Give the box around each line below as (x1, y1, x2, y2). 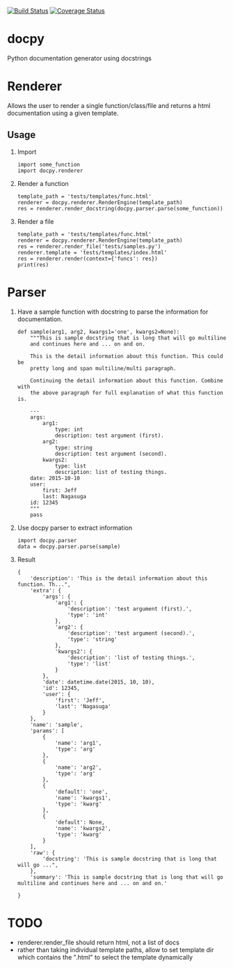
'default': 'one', (54, 788, 109, 795)
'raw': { (30, 849, 56, 856)
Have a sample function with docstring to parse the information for (17, 307, 209, 316)
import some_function (17, 161, 80, 168)
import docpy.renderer (17, 167, 83, 174)
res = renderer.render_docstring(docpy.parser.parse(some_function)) (17, 205, 224, 212)
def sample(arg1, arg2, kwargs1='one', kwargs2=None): (17, 328, 180, 335)
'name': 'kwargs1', (54, 794, 111, 801)
